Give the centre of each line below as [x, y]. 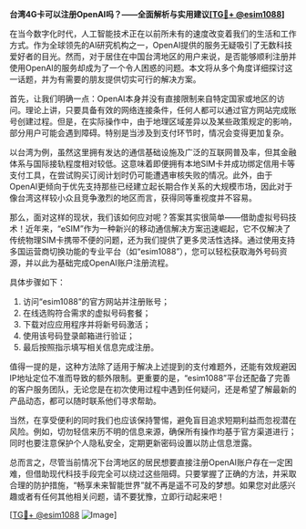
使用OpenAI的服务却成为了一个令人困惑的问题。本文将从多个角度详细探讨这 [151, 68]
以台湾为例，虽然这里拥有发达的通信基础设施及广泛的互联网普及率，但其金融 [153, 152]
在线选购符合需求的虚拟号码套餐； [87, 313]
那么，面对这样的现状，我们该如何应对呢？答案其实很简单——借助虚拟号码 [149, 217]
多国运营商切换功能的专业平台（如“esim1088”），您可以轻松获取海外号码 [144, 251]
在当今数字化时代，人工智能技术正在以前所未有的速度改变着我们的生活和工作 [153, 34]
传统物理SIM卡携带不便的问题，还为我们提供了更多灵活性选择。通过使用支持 [153, 240]
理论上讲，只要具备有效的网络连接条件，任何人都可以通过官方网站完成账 [161, 110]
